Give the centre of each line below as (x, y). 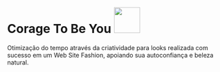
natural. (18, 62)
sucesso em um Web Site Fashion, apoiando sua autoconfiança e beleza (110, 55)
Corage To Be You (59, 29)
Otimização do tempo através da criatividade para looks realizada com (108, 47)
